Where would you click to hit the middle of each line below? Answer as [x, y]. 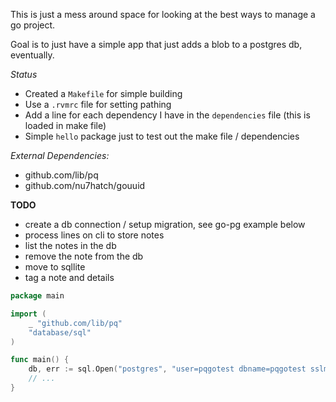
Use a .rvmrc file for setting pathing [98, 104]
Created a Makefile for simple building [103, 93]
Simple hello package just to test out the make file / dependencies [162, 136]
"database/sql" [60, 332]
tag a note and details [69, 277]
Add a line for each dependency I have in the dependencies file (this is [167, 115]
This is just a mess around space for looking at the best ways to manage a [163, 14]
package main [37, 296]
